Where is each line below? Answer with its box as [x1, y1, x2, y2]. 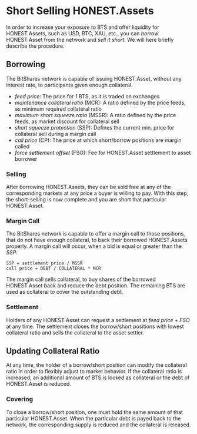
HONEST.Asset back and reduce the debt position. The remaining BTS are [6, 282, 185, 289]
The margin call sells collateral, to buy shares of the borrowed [6, 276, 156, 283]
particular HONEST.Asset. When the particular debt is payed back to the [6, 415, 181, 422]
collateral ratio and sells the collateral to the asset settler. [6, 329, 144, 336]
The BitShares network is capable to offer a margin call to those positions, [6, 230, 185, 237]
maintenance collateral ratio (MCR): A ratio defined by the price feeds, [14, 99, 186, 106]
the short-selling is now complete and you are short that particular [6, 196, 166, 203]
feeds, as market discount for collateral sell [14, 118, 119, 125]
